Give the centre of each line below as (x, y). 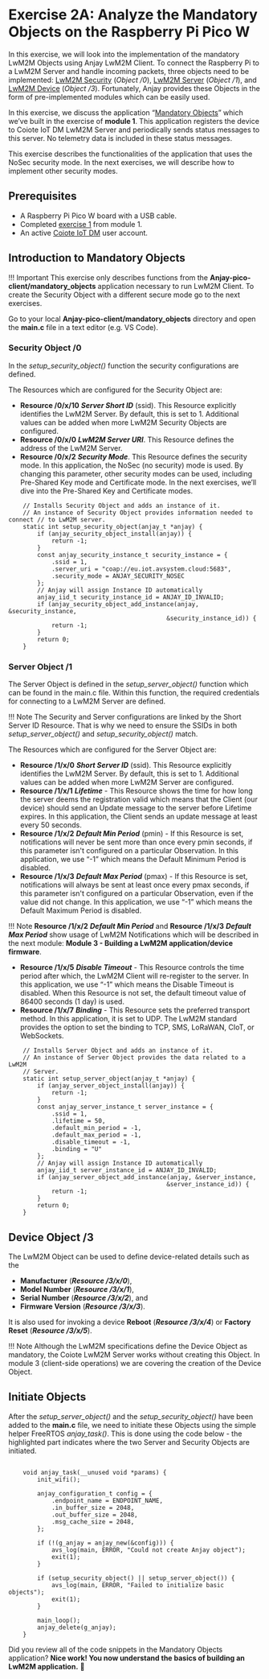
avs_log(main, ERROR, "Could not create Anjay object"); (149, 1550)
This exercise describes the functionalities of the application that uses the (130, 154)
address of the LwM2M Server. (71, 448)
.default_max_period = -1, (96, 1135)
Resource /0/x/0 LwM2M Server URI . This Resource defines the (127, 439)
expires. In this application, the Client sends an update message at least (139, 817)
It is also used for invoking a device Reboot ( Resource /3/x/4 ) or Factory (130, 1322)
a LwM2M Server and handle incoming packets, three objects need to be (129, 71)
